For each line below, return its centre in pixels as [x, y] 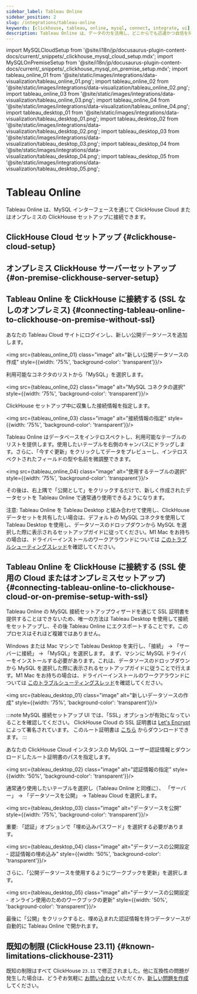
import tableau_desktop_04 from [140, 144]
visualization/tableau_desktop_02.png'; [53, 131]
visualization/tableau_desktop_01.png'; [53, 119]
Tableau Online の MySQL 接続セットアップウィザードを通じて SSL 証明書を [98, 611]
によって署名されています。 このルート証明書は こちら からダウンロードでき [98, 730]
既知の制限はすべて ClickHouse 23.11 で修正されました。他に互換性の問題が [98, 971]
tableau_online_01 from [34, 75]
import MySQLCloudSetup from [44, 50]
